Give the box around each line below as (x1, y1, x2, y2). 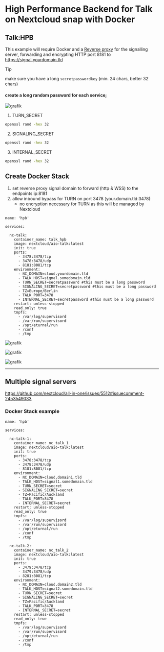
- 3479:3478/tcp (18, 565, 51, 570)
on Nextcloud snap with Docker (5, 14, 135, 25)
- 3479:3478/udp (18, 569, 51, 574)
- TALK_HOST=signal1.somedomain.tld (18, 479, 93, 484)
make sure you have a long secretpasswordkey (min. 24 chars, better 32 (5, 76, 149, 81)
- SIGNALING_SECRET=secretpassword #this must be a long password (18, 284, 156, 289)
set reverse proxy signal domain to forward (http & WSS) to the (12, 185, 139, 191)
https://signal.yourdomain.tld (5, 57, 63, 62)
